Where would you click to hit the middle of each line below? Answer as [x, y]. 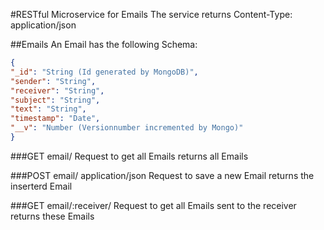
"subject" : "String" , [55, 100]
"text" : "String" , [48, 109]
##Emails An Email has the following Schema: [104, 44]
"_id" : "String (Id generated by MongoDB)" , [104, 72]
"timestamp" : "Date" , [55, 119]
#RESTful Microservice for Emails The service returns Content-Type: [151, 14]
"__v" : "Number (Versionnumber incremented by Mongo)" [127, 128]
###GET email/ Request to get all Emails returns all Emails [129, 156]
